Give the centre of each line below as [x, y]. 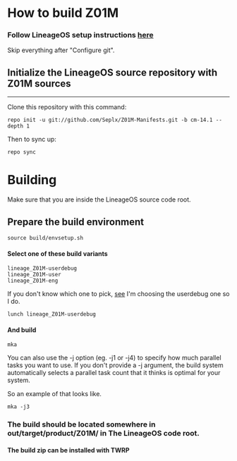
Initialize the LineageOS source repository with [113, 72]
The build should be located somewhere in [81, 424]
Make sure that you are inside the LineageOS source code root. [99, 199]
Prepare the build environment [76, 222]
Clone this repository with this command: [67, 107]
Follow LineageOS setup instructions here [80, 35]
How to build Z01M [63, 13]
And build [22, 330]
